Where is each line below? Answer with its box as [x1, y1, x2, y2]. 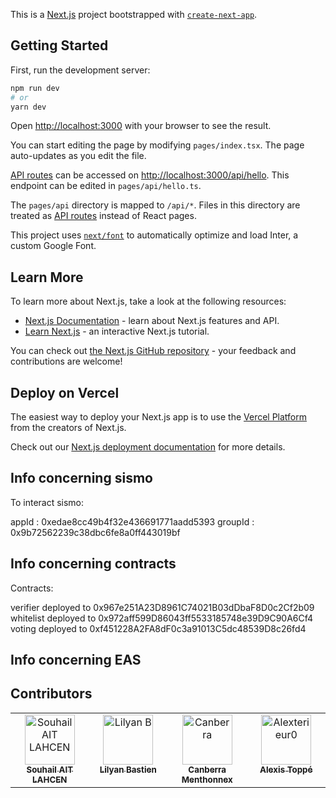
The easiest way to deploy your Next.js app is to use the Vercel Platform [10, 411, 308, 423]
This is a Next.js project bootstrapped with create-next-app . [10, 9, 258, 20]
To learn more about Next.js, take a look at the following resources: [10, 295, 287, 308]
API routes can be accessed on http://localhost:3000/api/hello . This [10, 169, 290, 181]
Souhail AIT [26, 764, 74, 775]
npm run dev [10, 83, 60, 93]
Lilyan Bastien [99, 764, 157, 775]
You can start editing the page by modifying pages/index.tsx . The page [10, 139, 305, 151]
